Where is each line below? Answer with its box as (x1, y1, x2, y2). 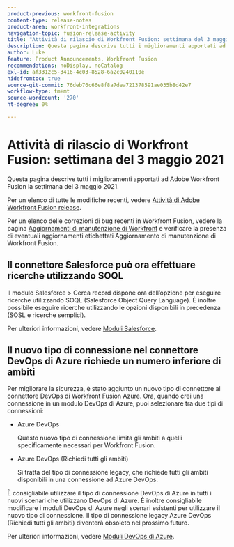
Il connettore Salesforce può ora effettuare (7, 259, 196, 271)
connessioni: (7, 407, 44, 415)
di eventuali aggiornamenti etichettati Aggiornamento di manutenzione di (7, 231, 216, 240)
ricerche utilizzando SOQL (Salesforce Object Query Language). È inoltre (7, 295, 217, 304)
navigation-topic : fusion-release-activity (7, 29, 136, 37)
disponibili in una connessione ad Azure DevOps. (17, 475, 159, 484)
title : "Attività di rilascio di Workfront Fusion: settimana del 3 (7, 36, 210, 43)
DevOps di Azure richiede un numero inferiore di (7, 355, 221, 367)
